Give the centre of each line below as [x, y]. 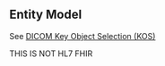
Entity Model [46, 15]
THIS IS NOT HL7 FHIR [51, 54]
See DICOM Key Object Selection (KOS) [82, 36]
